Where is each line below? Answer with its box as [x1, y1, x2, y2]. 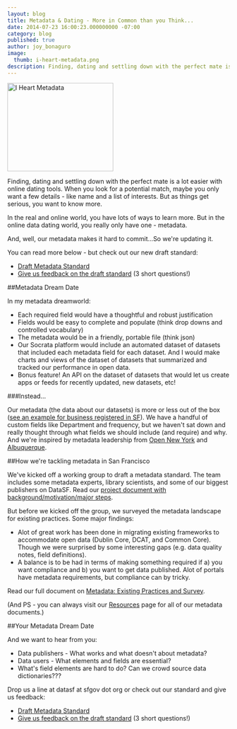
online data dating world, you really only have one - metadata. [7, 221, 188, 229]
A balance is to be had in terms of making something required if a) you [17, 558, 223, 566]
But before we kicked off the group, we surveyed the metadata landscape [7, 506, 221, 515]
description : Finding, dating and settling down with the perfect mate [7, 63, 222, 70]
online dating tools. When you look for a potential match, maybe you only [7, 185, 220, 193]
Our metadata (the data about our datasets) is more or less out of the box [7, 405, 221, 414]
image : [7, 50, 27, 57]
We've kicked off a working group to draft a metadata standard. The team [7, 470, 221, 479]
